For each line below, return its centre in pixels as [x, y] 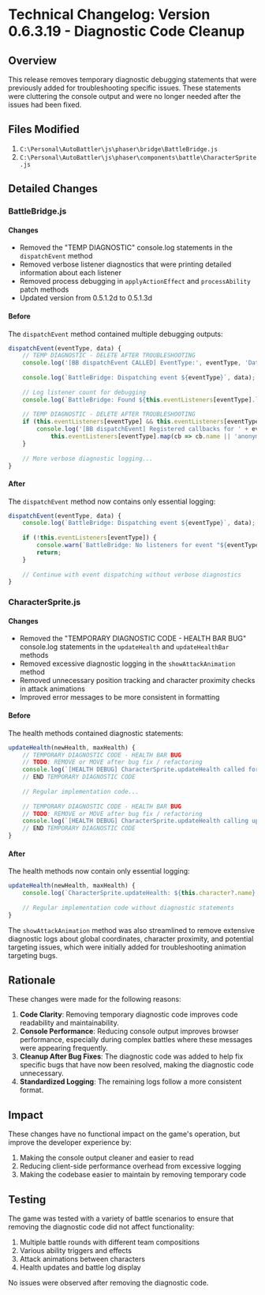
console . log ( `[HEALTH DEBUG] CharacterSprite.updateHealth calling [135, 821]
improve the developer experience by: [70, 1142]
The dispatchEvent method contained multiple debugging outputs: [116, 334]
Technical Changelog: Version [109, 15]
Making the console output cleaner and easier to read [107, 1158]
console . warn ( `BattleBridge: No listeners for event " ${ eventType [148, 546]
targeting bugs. [33, 955]
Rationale [32, 981]
